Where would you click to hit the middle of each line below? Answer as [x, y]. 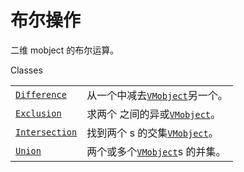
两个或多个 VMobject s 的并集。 [156, 151]
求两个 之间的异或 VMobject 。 [154, 114]
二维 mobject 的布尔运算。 [65, 50]
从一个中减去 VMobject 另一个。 [157, 95]
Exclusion [38, 113]
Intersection [46, 132]
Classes [26, 70]
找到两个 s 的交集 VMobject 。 [152, 133]
